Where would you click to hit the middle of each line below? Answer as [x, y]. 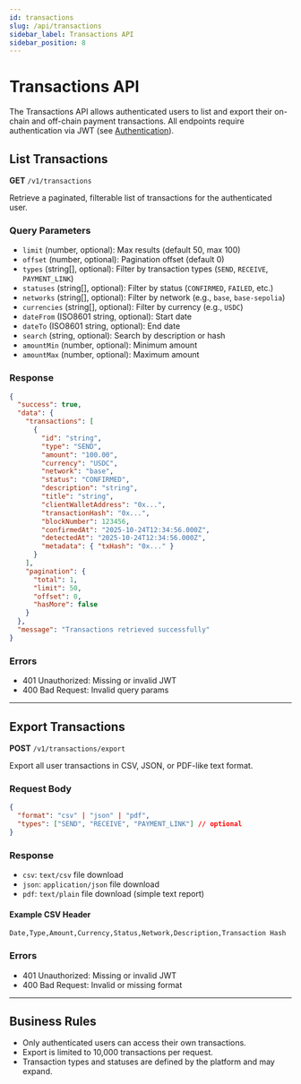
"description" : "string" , [90, 488]
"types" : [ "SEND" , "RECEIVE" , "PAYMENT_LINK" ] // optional [130, 824]
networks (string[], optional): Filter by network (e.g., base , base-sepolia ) [154, 297]
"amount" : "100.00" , [80, 455]
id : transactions [42, 17]
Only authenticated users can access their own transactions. [134, 1043]
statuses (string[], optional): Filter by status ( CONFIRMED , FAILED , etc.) [148, 288]
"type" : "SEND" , [72, 446]
